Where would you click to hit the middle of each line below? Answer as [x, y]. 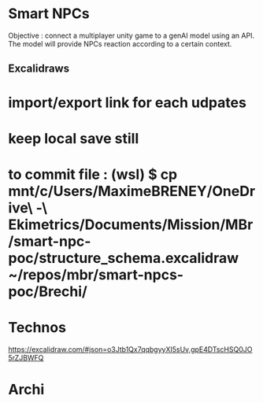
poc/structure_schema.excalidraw [123, 258]
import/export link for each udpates [127, 102]
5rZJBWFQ [26, 357]
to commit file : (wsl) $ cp [93, 174]
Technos [37, 328]
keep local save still [74, 138]
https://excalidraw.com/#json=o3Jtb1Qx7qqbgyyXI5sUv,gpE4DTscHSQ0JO [130, 349]
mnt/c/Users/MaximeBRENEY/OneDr [132, 191]
